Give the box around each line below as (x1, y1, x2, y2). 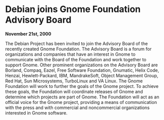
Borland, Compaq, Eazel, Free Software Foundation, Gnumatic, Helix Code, (5, 67, 159, 73)
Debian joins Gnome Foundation (5, 4, 141, 15)
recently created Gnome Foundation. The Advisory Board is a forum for (5, 46, 151, 52)
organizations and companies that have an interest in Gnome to (5, 51, 136, 57)
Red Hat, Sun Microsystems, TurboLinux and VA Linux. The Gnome (5, 78, 143, 84)
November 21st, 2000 (5, 31, 51, 37)
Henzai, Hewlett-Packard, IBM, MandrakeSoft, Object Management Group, (5, 72, 158, 78)
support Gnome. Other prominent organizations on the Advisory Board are (5, 62, 158, 68)
